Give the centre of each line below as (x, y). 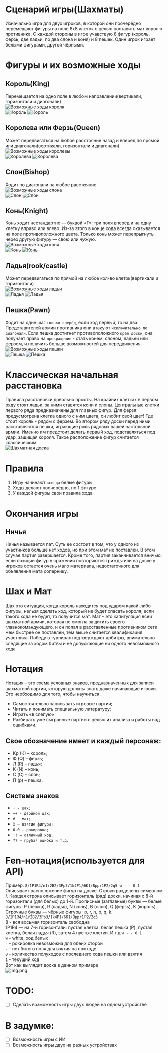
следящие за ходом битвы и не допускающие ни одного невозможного (82, 643)
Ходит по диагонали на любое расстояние (51, 184)
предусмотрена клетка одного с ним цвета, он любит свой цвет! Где (79, 416)
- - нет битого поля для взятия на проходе (51, 949)
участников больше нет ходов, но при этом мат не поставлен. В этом (80, 550)
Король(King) (28, 84)
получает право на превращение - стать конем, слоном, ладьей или (77, 338)
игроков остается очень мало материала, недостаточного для (72, 566)
